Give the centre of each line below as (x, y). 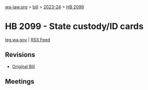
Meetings (20, 82)
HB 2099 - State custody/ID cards (74, 26)
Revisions (20, 55)
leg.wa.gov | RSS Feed (28, 39)
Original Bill (24, 66)
